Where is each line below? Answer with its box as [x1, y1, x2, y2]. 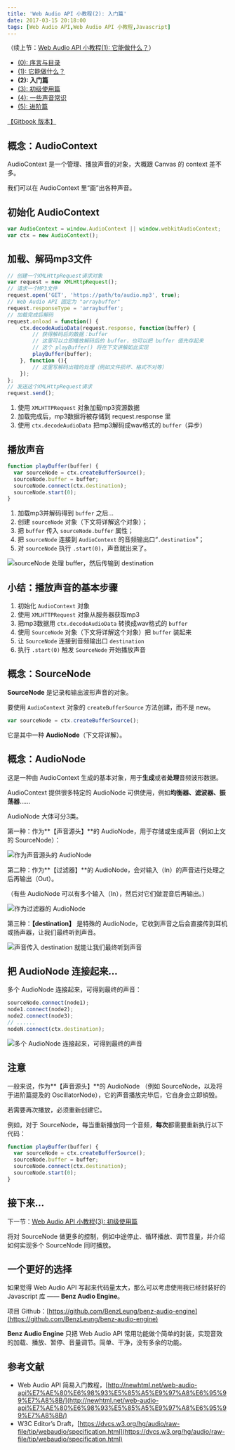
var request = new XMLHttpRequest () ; [7, 278, 118, 285]
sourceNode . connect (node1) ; [7, 999, 90, 1006]
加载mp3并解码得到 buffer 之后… [17, 509, 114, 518]
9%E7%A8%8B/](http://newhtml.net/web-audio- [17, 1397, 159, 1405]
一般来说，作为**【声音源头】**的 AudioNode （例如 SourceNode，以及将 [7, 1082, 223, 1090]
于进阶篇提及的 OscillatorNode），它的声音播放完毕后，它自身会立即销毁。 [7, 1091, 222, 1099]
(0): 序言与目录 [17, 58, 61, 67]
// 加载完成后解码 [7, 311, 54, 319]
